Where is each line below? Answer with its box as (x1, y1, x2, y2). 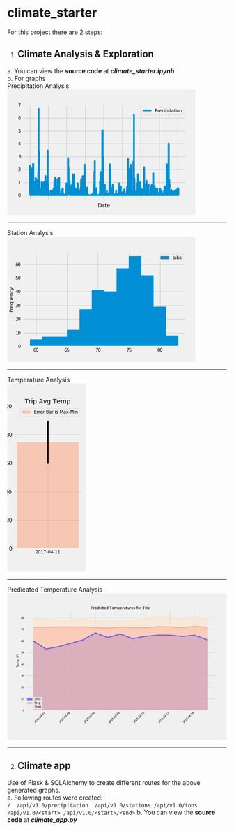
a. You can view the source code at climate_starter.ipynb (7, 66, 175, 75)
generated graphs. (7, 786, 61, 794)
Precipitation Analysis (7, 82, 70, 90)
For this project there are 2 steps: (7, 28, 103, 36)
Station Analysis (7, 228, 54, 237)
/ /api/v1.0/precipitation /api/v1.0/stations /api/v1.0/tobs (7, 802, 198, 809)
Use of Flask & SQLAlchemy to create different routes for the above (7, 778, 201, 786)
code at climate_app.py (7, 815, 77, 824)
